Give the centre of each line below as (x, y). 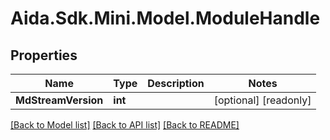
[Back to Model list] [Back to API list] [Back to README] (125, 125)
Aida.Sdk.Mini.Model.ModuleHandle (165, 18)
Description (176, 83)
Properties (44, 55)
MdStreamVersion (59, 100)
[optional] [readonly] (262, 100)
